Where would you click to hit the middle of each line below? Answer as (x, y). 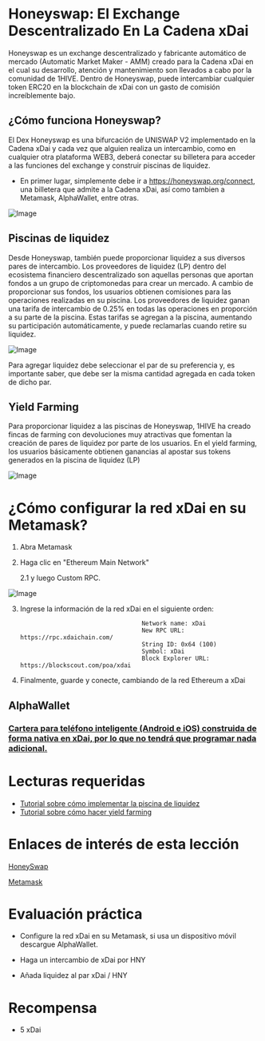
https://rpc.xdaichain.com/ (66, 638)
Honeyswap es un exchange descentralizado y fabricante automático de (127, 53)
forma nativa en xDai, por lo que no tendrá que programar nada (132, 738)
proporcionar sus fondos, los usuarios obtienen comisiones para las (120, 292)
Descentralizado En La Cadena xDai (129, 31)
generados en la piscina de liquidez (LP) (74, 460)
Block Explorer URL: (176, 659)
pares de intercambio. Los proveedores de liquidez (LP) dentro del (117, 266)
